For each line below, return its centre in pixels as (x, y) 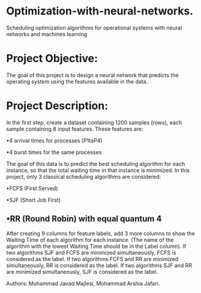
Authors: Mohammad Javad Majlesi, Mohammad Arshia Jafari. (83, 283)
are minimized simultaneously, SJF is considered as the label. (82, 271)
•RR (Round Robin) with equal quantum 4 (84, 219)
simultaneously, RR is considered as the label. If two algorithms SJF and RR (99, 265)
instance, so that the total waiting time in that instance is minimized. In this (98, 170)
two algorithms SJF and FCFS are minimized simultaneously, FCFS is (91, 252)
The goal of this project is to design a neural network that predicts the (92, 75)
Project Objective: (52, 59)
